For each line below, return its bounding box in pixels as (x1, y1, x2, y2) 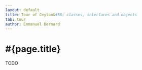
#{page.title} (5, 44, 61, 55)
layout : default (5, 7, 40, 13)
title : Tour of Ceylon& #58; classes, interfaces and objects (5, 12, 137, 17)
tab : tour (5, 17, 26, 22)
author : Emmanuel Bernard (5, 21, 60, 27)
